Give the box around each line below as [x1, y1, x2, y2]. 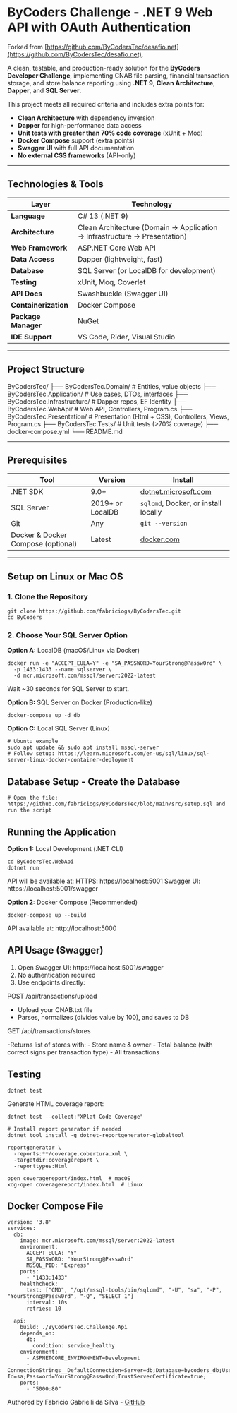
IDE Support [11, 332, 53, 342]
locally [140, 507, 162, 517]
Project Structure [7, 363, 85, 375]
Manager [11, 320, 42, 330]
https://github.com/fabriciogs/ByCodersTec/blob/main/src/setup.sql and [7, 800, 226, 808]
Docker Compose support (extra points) [17, 136, 135, 145]
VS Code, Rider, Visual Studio [77, 332, 176, 342]
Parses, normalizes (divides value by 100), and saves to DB [17, 1013, 189, 1021]
